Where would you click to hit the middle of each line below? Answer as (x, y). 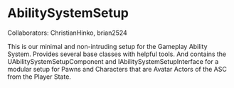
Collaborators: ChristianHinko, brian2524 (68, 33)
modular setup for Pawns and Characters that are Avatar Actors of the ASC (117, 69)
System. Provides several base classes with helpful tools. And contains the (117, 54)
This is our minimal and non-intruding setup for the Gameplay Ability (107, 46)
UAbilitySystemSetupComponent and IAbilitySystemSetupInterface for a (113, 61)
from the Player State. (39, 77)
